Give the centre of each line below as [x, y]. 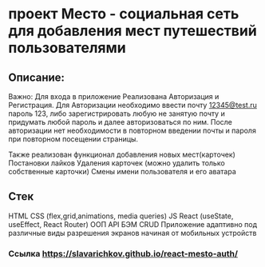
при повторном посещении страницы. [73, 139]
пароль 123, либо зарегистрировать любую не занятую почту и [117, 114]
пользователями [67, 48]
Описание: [37, 77]
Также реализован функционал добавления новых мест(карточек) [122, 154]
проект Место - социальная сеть [124, 14]
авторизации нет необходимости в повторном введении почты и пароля [132, 130]
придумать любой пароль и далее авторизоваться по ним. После [121, 122]
